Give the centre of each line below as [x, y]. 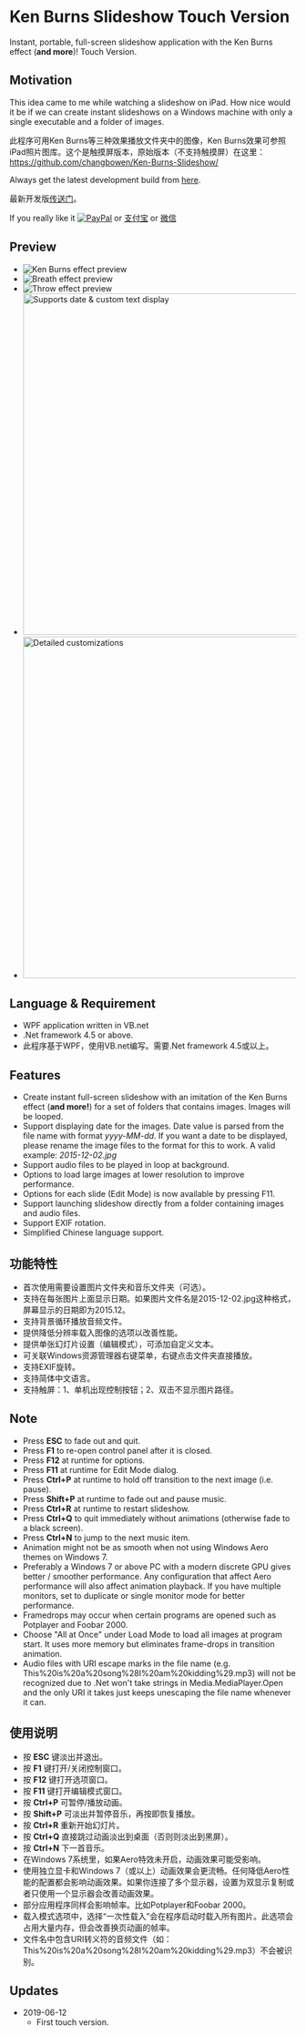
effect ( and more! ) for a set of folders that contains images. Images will [157, 1107]
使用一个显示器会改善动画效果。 [99, 1893]
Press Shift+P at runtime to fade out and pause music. [125, 1498]
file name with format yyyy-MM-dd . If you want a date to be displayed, [155, 1136]
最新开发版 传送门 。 [46, 199]
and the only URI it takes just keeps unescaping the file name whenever [157, 1692]
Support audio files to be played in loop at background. [126, 1165]
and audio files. [51, 1213]
